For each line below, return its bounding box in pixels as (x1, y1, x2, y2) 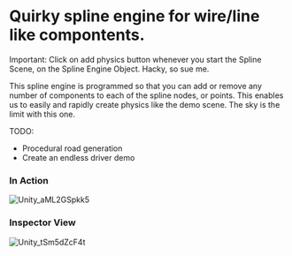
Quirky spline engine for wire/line (9, 6, 260, 26)
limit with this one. (9, 109, 76, 119)
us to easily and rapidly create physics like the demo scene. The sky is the (9, 99, 280, 109)
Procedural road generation (21, 143, 123, 154)
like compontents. (9, 25, 145, 45)
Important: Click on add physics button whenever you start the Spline (9, 54, 262, 64)
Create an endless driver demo (21, 152, 135, 162)
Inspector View (9, 216, 77, 229)
